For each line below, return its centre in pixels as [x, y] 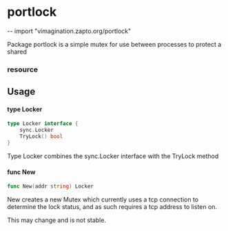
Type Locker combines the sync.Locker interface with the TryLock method [113, 156]
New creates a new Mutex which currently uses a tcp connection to [103, 199]
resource [23, 69]
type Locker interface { [43, 124]
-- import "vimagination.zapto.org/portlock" [69, 31]
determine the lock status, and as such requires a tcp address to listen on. [112, 207]
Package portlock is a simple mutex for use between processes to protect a [114, 44]
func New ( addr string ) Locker [51, 186]
